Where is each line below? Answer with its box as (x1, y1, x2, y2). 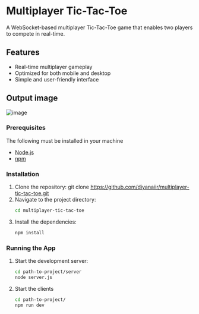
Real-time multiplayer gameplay (14, 63, 93, 70)
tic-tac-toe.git (14, 190, 49, 197)
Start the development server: (14, 258, 89, 265)
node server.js (14, 275, 53, 281)
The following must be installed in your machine (6, 137, 124, 144)
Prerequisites (6, 124, 46, 132)
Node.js (14, 149, 34, 156)
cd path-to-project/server (14, 269, 82, 275)
